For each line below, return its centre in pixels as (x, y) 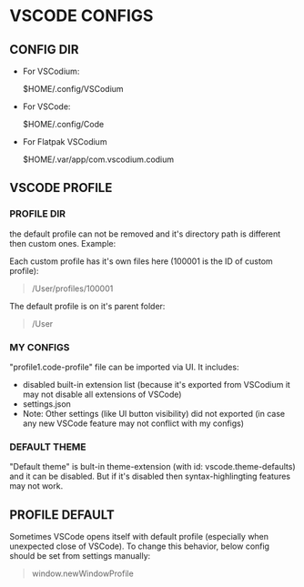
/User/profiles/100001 (72, 288)
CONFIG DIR (44, 50)
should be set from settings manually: (80, 556)
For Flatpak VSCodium (65, 142)
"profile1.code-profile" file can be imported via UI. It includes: (124, 367)
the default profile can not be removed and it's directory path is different (145, 234)
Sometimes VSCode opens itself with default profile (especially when (139, 537)
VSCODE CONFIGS (81, 16)
